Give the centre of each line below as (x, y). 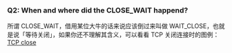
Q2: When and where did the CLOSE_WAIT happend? (98, 10)
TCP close (22, 43)
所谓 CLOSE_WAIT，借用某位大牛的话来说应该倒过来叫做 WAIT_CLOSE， (110, 26)
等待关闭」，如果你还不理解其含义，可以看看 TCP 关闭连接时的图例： (122, 35)
